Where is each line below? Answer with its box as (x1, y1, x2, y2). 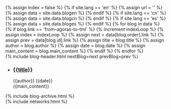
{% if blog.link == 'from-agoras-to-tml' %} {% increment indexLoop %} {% (5, 26, 164, 32)
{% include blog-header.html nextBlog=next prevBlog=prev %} (5, 53, 139, 59)
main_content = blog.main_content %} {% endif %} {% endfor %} (5, 48, 144, 54)
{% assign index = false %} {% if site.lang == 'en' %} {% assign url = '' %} (5, 5, 163, 10)
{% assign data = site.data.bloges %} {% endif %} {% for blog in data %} (5, 21, 160, 27)
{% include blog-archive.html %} (5, 93, 75, 99)
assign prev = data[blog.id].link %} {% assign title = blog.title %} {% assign (5, 37, 164, 43)
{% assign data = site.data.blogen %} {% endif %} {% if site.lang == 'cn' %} (5, 10, 166, 16)
